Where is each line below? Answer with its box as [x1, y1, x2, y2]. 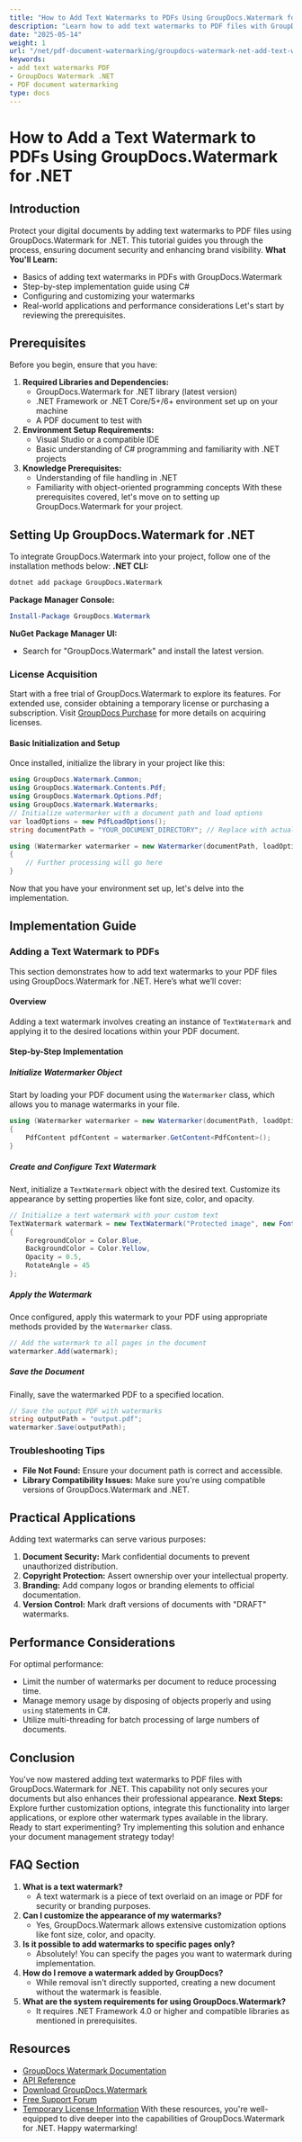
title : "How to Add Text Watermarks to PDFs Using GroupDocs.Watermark [9, 13, 283, 22]
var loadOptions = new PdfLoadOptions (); [9, 816, 167, 826]
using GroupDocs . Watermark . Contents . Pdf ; [9, 784, 167, 793]
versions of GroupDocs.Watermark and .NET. [22, 1484, 191, 1495]
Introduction [9, 202, 81, 217]
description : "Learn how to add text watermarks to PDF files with [9, 22, 268, 31]
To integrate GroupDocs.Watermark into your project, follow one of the [9, 551, 271, 562]
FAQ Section [9, 1858, 80, 1873]
